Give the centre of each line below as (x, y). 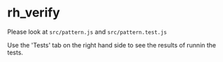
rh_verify (34, 13)
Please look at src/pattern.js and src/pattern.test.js (87, 32)
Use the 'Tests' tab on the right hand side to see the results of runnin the (112, 45)
